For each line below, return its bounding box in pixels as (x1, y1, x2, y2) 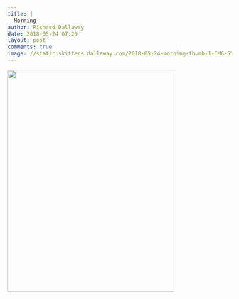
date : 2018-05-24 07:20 (7, 30, 78, 38)
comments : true (7, 43, 53, 50)
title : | (7, 10, 33, 18)
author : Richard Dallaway (7, 23, 84, 31)
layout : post (7, 37, 46, 44)
